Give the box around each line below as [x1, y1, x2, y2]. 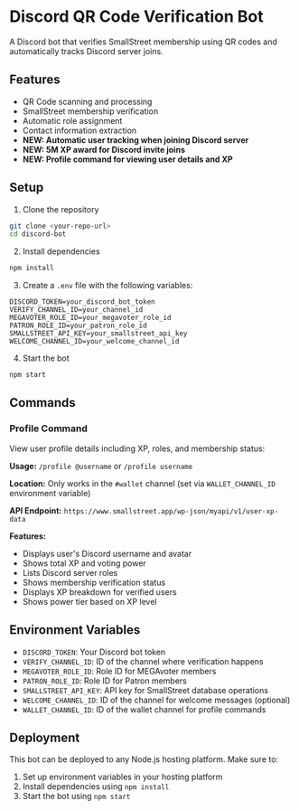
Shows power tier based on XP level [22, 596, 157, 607]
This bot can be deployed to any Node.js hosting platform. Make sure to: [9, 754, 278, 765]
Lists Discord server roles [22, 567, 118, 578]
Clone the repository [22, 203, 99, 214]
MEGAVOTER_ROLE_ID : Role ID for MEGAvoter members [22, 665, 217, 676]
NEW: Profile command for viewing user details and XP [22, 154, 233, 165]
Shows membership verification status [22, 577, 166, 588]
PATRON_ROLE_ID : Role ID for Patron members [22, 675, 187, 686]
